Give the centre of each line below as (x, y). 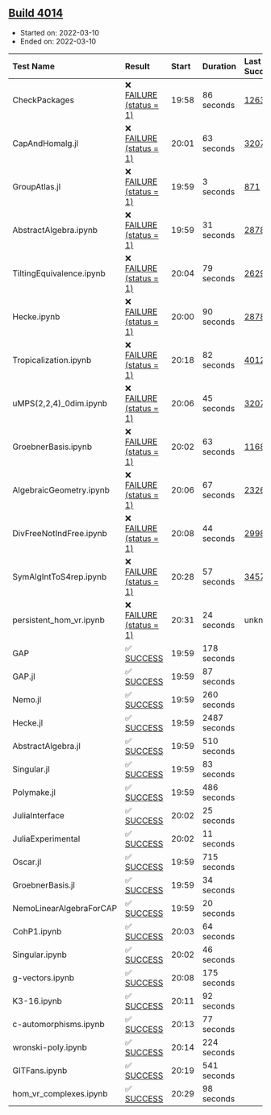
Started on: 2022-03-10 (59, 32)
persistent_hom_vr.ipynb (58, 620)
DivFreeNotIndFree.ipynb (60, 533)
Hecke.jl (28, 722)
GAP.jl (24, 676)
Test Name (33, 66)
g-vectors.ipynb (44, 977)
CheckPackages (44, 100)
